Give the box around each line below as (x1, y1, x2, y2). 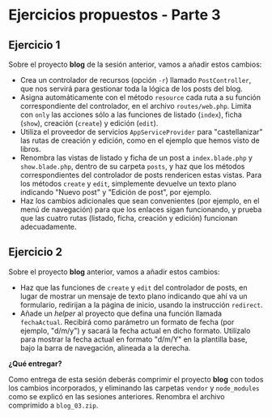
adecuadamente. (19, 222, 77, 231)
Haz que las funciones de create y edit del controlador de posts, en (19, 282, 248, 292)
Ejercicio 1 (8, 38, 61, 52)
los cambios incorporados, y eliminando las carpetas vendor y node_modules (8, 383, 260, 393)
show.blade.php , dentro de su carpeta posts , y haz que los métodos (19, 162, 245, 171)
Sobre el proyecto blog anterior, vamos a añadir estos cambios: (8, 266, 220, 277)
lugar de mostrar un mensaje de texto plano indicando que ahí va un (19, 291, 249, 301)
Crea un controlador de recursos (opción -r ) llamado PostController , (19, 75, 252, 84)
